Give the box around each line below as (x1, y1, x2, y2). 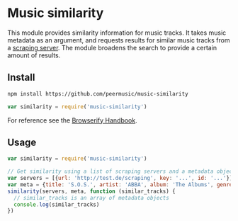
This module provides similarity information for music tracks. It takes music (7, 28, 227, 37)
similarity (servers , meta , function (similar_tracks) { (7, 188, 176, 195)
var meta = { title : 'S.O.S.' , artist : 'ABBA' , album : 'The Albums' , (7, 181, 214, 188)
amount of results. (7, 51, 61, 59)
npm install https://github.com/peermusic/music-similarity (7, 90, 189, 97)
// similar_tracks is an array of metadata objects (13, 194, 170, 201)
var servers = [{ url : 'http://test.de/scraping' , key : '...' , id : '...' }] (7, 175, 233, 182)
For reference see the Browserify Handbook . (7, 115, 137, 125)
